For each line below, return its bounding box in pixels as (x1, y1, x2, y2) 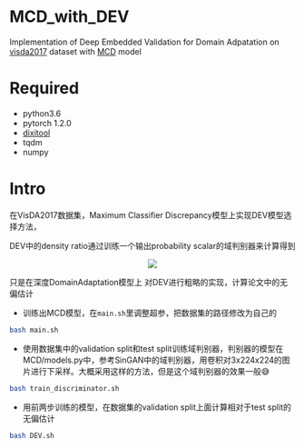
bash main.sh (9, 325, 59, 334)
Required (9, 78, 80, 99)
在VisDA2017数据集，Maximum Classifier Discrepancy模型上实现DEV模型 (9, 209, 284, 220)
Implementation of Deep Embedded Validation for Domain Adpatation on (9, 36, 279, 47)
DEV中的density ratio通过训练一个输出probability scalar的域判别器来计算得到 (9, 240, 297, 251)
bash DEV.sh (9, 431, 54, 440)
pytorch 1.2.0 (22, 117, 73, 128)
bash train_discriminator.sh (9, 383, 120, 393)
